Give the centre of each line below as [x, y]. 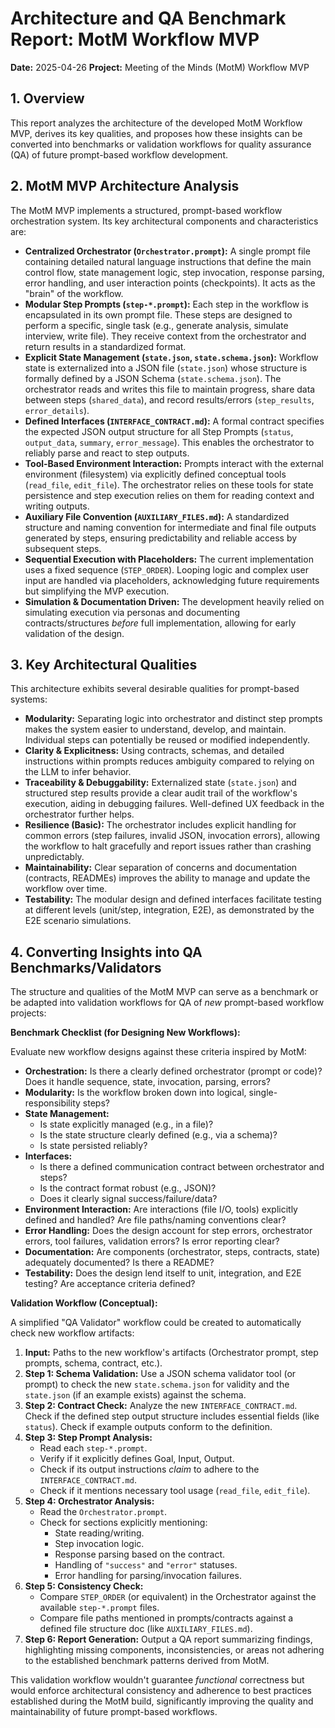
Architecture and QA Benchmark [148, 18]
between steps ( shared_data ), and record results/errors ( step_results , [169, 399]
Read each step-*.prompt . [93, 1448]
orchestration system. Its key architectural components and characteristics [164, 221]
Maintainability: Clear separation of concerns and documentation [161, 868]
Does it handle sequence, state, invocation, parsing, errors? [148, 1082]
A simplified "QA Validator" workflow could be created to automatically [156, 1323]
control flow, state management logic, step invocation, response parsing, [174, 272]
